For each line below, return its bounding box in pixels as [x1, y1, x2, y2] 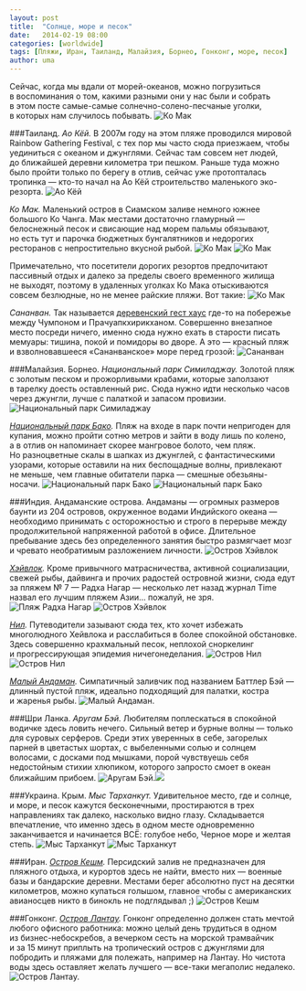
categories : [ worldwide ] [9, 38, 104, 48]
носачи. [9, 479, 41, 489]
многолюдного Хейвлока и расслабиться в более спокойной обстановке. [9, 629, 298, 640]
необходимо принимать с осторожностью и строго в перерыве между [9, 516, 288, 527]
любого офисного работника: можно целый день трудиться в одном [9, 922, 277, 933]
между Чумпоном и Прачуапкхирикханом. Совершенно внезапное [9, 317, 273, 327]
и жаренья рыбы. [9, 696, 78, 706]
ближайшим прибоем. [9, 773, 97, 783]
